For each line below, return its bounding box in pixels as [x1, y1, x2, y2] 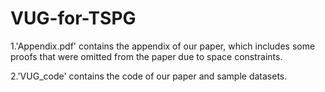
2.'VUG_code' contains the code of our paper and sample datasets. [10, 70, 288, 82]
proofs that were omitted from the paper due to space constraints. [10, 50, 283, 62]
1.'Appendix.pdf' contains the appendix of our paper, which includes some [10, 40, 316, 52]
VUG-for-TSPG [10, 7, 137, 30]
